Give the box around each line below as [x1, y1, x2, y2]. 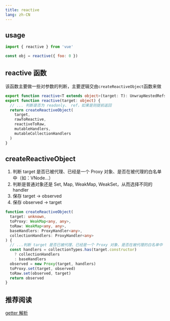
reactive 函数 [5, 69, 47, 78]
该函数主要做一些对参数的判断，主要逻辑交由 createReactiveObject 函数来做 [5, 83, 162, 89]
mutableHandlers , [14, 126, 51, 131]
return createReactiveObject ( [10, 108, 73, 113]
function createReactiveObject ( [5, 209, 73, 215]
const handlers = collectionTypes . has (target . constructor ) [10, 247, 137, 253]
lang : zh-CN [5, 12, 30, 17]
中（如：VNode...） [12, 175, 54, 181]
